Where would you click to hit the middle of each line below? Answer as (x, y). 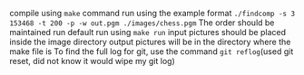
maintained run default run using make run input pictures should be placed (148, 32)
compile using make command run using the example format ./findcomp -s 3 (152, 13)
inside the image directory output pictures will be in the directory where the (150, 42)
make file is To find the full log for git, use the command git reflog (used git (152, 52)
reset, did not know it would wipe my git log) (92, 61)
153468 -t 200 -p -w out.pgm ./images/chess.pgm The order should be (142, 23)
